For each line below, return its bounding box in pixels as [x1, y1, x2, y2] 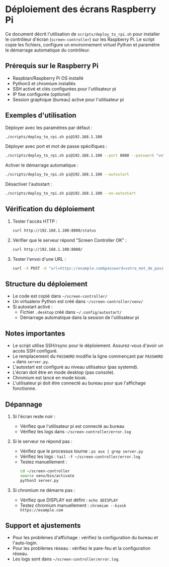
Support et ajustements [5, 521, 81, 530]
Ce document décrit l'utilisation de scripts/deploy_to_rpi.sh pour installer [5, 31, 160, 37]
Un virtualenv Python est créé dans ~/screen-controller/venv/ [12, 299, 143, 305]
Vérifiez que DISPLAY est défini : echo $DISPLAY [20, 497, 118, 503]
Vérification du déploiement [5, 205, 95, 213]
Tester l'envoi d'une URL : [12, 256, 66, 262]
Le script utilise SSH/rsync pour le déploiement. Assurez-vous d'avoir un [12, 343, 163, 349]
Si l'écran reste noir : [12, 413, 56, 419]
